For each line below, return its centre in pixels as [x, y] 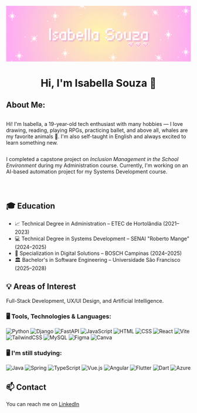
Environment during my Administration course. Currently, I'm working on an [97, 165]
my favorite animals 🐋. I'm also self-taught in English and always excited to [96, 136]
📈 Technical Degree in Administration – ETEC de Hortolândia [88, 223]
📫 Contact [26, 387]
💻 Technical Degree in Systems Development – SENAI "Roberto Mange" [102, 238]
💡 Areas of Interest [41, 287]
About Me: [26, 105]
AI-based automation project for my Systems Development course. [87, 172]
